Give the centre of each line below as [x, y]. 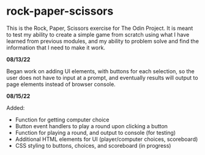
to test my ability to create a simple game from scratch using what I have [98, 34]
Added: [16, 107]
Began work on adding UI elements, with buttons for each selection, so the [100, 71]
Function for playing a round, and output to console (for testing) [95, 132]
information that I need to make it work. [56, 48]
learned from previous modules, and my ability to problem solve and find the [102, 41]
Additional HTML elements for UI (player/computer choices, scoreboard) [106, 139]
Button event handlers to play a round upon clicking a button [91, 126]
